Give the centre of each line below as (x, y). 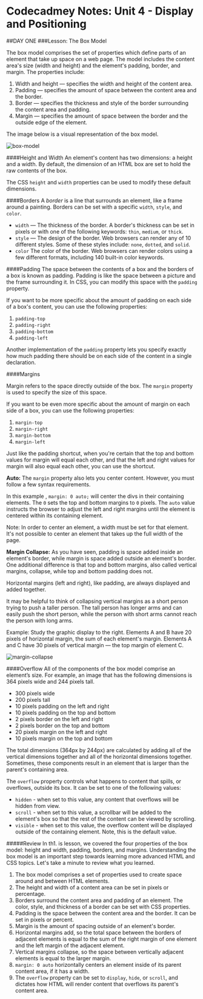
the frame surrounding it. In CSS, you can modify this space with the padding (102, 282)
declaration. (21, 362)
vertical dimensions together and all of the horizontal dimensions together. (99, 756)
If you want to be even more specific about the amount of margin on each (98, 404)
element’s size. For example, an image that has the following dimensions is (99, 675)
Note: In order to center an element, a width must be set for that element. (98, 527)
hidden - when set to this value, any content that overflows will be (97, 799)
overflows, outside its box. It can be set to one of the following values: (94, 787)
